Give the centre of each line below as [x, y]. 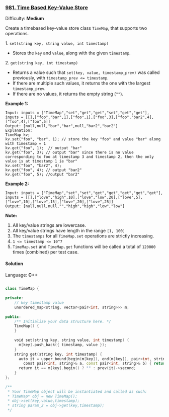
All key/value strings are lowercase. [49, 225]
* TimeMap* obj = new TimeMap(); [43, 396]
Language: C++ [21, 275]
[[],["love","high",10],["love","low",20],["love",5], [84, 198]
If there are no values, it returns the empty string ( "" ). [68, 94]
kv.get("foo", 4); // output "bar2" [44, 170]
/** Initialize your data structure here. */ [63, 321]
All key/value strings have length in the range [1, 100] [69, 231]
